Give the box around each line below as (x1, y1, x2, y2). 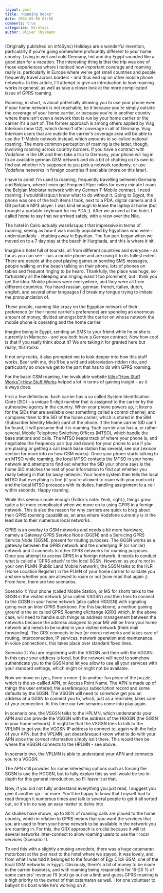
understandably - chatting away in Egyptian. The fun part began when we (5, 233, 153, 239)
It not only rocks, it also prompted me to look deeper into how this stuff (5, 354, 147, 359)
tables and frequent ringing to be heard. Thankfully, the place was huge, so (5, 268, 156, 274)
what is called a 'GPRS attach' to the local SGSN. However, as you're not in (5, 558, 155, 564)
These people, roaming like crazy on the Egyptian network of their (5, 304, 138, 310)
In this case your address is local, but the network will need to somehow (5, 655, 150, 661)
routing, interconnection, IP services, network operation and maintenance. (5, 635, 154, 641)
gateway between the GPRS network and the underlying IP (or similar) (5, 542, 145, 548)
